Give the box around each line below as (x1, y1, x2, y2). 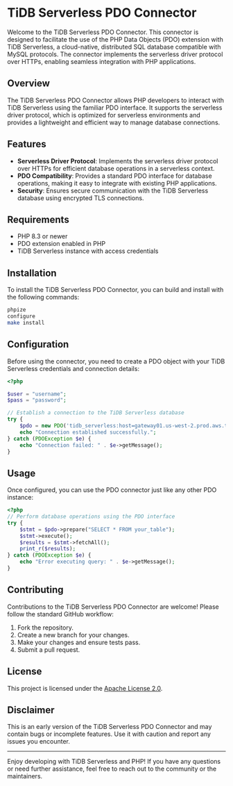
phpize (7, 306, 26, 313)
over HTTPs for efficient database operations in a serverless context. (17, 164, 215, 172)
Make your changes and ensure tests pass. (17, 638, 141, 646)
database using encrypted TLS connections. (17, 193, 144, 202)
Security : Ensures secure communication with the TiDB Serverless (17, 186, 209, 195)
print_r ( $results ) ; (19, 546, 76, 552)
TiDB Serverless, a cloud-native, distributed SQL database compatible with (7, 42, 221, 51)
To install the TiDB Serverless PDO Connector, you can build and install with (7, 286, 224, 294)
